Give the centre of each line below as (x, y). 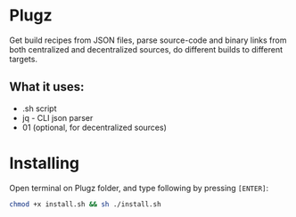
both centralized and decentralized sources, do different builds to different (146, 49)
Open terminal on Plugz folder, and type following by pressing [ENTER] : (139, 188)
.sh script (39, 108)
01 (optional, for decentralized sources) (95, 127)
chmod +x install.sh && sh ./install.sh (86, 204)
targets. (24, 59)
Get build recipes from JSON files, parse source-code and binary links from (148, 40)
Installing (45, 163)
